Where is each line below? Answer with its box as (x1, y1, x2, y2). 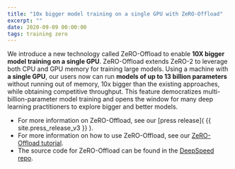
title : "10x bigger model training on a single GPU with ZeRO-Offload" (7, 10, 223, 18)
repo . (17, 154, 34, 163)
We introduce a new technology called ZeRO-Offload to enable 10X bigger (7, 50, 225, 58)
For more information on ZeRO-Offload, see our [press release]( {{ (17, 116, 211, 125)
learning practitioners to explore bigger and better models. (7, 102, 178, 111)
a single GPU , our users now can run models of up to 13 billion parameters (7, 72, 228, 81)
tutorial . (41, 139, 64, 148)
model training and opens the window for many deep (59, 95, 214, 104)
